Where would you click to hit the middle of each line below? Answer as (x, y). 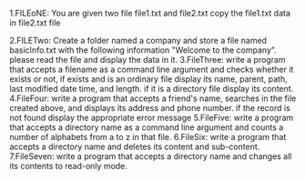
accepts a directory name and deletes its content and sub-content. (135, 146)
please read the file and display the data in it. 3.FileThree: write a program (147, 60)
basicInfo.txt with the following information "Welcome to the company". (143, 50)
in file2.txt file (35, 23)
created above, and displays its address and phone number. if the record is (150, 108)
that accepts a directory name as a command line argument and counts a (147, 127)
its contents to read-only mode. (68, 166)
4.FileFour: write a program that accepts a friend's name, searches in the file (153, 98)
